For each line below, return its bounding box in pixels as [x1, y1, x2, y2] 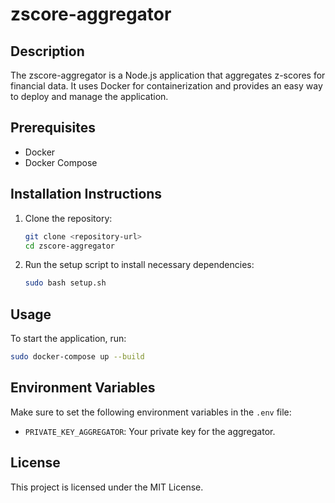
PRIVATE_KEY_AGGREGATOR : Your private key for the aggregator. [24, 425, 276, 437]
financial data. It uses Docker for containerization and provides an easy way [10, 80, 323, 92]
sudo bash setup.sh [24, 278, 107, 288]
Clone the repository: [24, 212, 113, 224]
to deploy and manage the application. [10, 91, 169, 102]
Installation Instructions [10, 186, 163, 203]
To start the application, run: [10, 333, 127, 345]
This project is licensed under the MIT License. [10, 481, 204, 493]
